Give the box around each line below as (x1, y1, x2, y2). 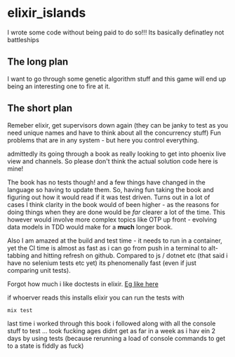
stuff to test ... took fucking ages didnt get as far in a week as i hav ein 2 (7, 327, 216, 335)
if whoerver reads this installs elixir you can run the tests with (7, 293, 184, 302)
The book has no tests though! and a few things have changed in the (7, 177, 206, 187)
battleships (7, 35, 40, 43)
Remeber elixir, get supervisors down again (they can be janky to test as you (7, 121, 229, 129)
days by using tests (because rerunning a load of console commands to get (7, 335, 226, 343)
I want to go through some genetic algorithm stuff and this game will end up (7, 74, 227, 83)
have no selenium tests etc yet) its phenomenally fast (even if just (7, 258, 196, 267)
